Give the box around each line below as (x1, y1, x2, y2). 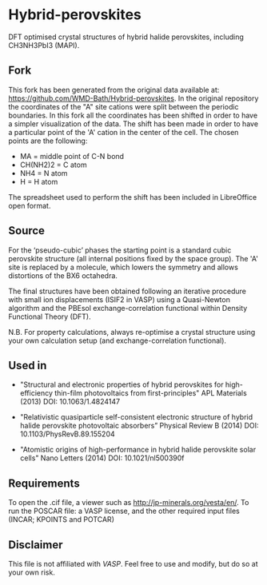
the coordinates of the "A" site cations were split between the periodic (8, 101, 239, 111)
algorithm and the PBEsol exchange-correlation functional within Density (8, 303, 248, 312)
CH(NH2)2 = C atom (19, 160, 87, 169)
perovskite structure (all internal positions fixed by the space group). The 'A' (8, 253, 258, 263)
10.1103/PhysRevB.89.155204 (19, 429, 116, 439)
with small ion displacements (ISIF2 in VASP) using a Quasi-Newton (8, 294, 230, 304)
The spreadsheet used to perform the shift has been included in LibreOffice (8, 192, 257, 201)
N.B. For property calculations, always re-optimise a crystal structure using (8, 327, 256, 336)
